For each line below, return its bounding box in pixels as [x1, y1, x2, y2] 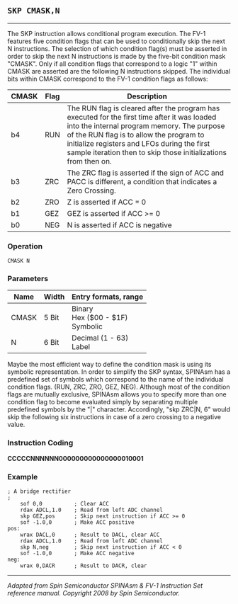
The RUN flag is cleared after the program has [67, 103, 220, 113]
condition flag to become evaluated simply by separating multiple [7, 398, 198, 406]
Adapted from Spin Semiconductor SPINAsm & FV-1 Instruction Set [7, 581, 203, 590]
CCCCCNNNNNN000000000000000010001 [7, 454, 144, 462]
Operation [7, 241, 43, 251]
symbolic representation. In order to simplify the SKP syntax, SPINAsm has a [7, 367, 231, 376]
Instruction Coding [7, 438, 74, 448]
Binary [72, 304, 93, 314]
